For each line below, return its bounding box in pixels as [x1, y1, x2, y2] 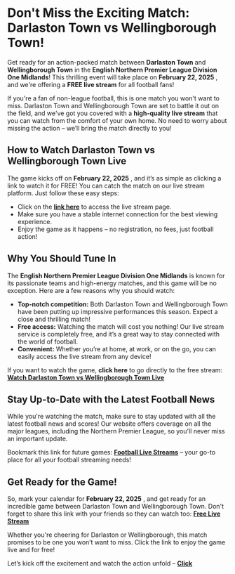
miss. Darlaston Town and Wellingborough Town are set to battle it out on [7, 101, 220, 110]
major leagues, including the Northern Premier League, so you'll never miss [7, 427, 225, 436]
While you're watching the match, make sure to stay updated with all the [7, 412, 216, 421]
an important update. [7, 434, 68, 443]
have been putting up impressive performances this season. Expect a [17, 307, 218, 315]
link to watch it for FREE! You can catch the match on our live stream [7, 181, 205, 190]
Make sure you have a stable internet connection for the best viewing [17, 209, 218, 218]
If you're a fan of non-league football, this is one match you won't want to [7, 93, 220, 103]
